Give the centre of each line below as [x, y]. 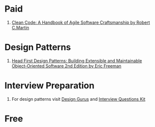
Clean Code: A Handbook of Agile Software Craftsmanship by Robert [81, 22]
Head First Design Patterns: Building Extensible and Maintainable [77, 61]
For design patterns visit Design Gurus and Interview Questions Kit [78, 99]
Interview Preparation [49, 86]
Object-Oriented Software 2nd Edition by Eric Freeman [66, 66]
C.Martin [20, 27]
